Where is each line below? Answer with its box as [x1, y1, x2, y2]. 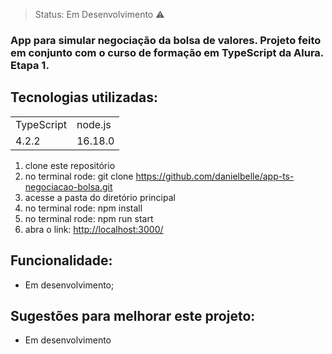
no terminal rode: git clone [24, 170, 134, 182]
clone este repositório [24, 159, 116, 171]
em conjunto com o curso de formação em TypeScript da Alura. [10, 45, 324, 59]
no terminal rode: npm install [24, 202, 143, 214]
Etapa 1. [10, 58, 50, 72]
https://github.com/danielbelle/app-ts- [135, 170, 295, 182]
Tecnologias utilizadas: [10, 89, 158, 106]
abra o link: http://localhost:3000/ [24, 223, 164, 235]
